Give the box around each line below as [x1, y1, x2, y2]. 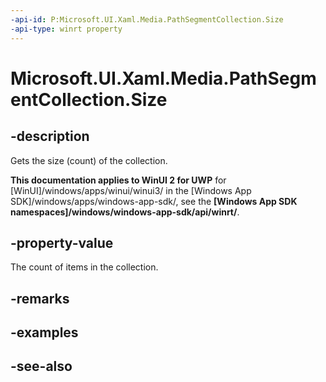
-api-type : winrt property [10, 24, 123, 34]
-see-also [10, 358, 73, 375]
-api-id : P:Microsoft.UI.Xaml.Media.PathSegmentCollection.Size [10, 14, 284, 25]
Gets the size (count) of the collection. [10, 154, 168, 166]
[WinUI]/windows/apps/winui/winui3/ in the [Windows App [10, 184, 252, 196]
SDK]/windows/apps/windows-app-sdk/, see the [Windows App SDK [10, 195, 298, 207]
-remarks [10, 290, 70, 307]
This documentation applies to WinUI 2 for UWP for [10, 174, 227, 186]
